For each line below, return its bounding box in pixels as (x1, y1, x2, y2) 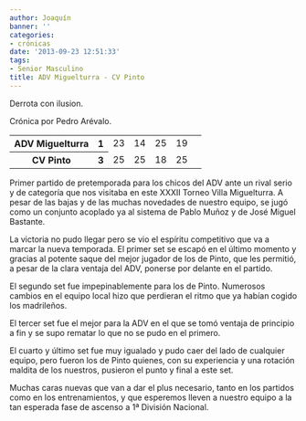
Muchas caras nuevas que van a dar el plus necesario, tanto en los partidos (9, 382, 295, 393)
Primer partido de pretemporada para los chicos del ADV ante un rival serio (9, 177, 292, 188)
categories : (9, 30, 55, 39)
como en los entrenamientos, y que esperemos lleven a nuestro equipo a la (9, 392, 292, 403)
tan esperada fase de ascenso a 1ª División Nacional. (9, 401, 209, 412)
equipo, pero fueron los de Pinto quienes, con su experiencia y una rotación (9, 354, 295, 365)
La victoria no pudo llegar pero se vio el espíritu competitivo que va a (9, 234, 269, 245)
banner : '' (9, 22, 51, 31)
